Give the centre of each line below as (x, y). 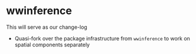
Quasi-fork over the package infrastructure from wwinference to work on (102, 38)
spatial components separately (52, 45)
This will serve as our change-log (47, 27)
